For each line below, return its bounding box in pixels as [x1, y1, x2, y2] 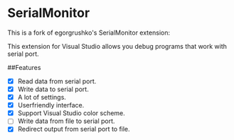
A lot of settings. [17, 93, 66, 102]
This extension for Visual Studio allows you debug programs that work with [7, 42, 228, 50]
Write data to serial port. [17, 85, 89, 93]
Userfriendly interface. [17, 101, 85, 110]
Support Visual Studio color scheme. [17, 109, 126, 117]
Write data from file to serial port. [17, 117, 115, 125]
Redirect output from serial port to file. [17, 125, 130, 134]
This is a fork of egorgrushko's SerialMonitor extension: [7, 28, 171, 37]
